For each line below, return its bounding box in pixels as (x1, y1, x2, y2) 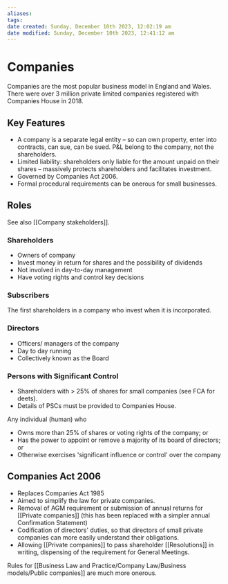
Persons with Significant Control (7, 371, 119, 381)
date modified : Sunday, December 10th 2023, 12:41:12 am (7, 29, 175, 37)
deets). (17, 394, 38, 402)
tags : (7, 17, 23, 24)
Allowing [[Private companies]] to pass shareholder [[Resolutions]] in (17, 540, 214, 549)
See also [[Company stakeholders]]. (7, 218, 110, 226)
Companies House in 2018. (7, 97, 84, 105)
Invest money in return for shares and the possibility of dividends (17, 258, 202, 267)
